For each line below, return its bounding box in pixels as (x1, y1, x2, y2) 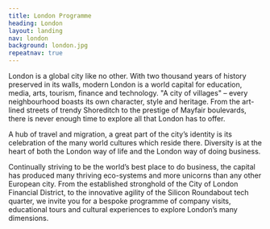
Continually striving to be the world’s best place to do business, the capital (8, 162, 255, 171)
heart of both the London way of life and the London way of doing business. (8, 146, 261, 156)
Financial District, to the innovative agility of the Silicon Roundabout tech (8, 188, 249, 197)
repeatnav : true (8, 49, 63, 57)
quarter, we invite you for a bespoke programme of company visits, (8, 196, 231, 206)
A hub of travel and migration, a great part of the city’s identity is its (8, 129, 232, 139)
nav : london (8, 34, 48, 43)
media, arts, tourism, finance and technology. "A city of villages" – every (8, 88, 248, 97)
